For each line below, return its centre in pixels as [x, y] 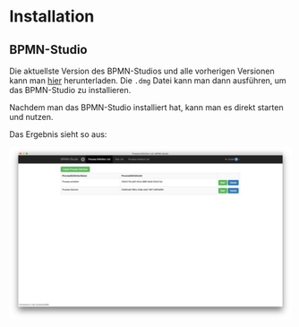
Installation [52, 17]
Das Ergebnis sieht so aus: [58, 134]
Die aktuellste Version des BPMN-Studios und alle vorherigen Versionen [142, 71]
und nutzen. [31, 117]
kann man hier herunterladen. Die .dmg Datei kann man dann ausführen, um [148, 81]
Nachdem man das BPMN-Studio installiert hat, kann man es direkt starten [146, 108]
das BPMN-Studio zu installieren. [70, 90]
